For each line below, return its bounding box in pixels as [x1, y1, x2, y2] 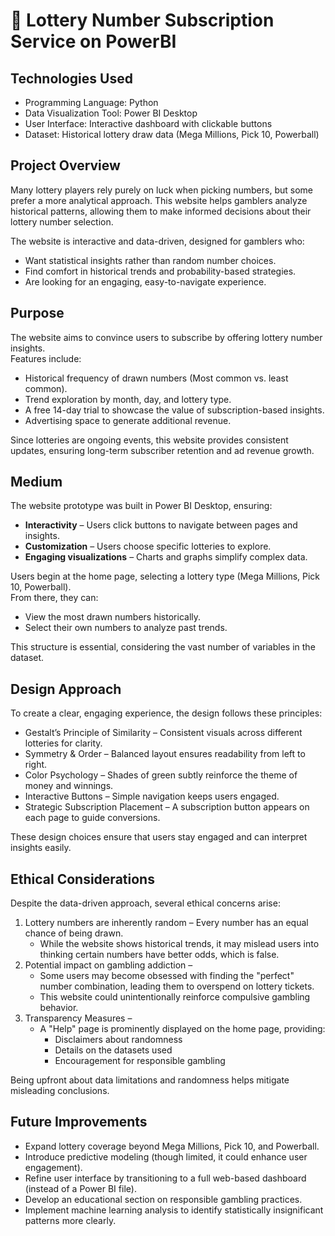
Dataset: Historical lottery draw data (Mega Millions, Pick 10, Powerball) [24, 129, 320, 140]
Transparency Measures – [24, 1012, 133, 1024]
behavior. [39, 1002, 79, 1014]
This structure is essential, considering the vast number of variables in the [10, 641, 316, 653]
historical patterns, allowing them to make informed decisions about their [10, 205, 312, 217]
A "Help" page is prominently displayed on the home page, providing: [39, 1023, 326, 1035]
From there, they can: [10, 592, 99, 604]
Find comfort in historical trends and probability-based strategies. [24, 265, 297, 277]
